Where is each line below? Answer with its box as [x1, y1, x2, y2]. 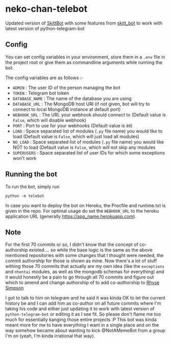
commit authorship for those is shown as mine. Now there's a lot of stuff [5, 258, 157, 264]
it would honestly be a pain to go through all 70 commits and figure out [5, 274, 154, 280]
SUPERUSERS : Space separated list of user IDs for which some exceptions [12, 149, 165, 156]
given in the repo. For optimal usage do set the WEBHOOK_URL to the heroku [5, 208, 159, 214]
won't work [12, 155, 37, 161]
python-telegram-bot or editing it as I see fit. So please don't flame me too [5, 311, 161, 317]
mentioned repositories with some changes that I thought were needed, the [5, 253, 164, 259]
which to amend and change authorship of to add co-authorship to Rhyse [5, 280, 160, 286]
